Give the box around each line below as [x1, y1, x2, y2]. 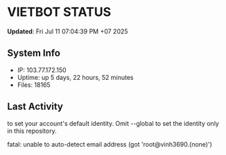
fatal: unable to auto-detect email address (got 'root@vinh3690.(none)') [7, 140, 213, 148]
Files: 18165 [17, 81, 51, 89]
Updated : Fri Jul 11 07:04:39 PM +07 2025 [7, 27, 128, 35]
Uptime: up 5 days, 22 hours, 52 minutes [17, 73, 134, 81]
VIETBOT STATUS [7, 4, 112, 20]
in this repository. [7, 127, 57, 135]
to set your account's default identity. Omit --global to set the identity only [7, 119, 220, 127]
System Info [7, 47, 61, 59]
